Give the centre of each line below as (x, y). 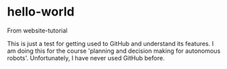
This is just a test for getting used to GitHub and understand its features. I (110, 43)
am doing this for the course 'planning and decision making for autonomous (114, 51)
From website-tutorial (37, 30)
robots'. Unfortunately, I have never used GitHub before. (86, 57)
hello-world (41, 12)
